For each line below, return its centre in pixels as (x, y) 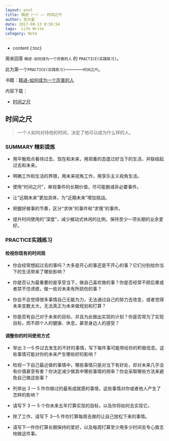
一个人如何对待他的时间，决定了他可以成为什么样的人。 (75, 132)
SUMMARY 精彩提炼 (30, 147)
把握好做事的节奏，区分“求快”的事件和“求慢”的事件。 (68, 208)
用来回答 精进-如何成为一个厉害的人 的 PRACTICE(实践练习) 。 (63, 58)
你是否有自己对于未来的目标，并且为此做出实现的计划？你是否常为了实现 (88, 317)
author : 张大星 (20, 19)
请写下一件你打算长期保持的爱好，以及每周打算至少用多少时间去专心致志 (88, 427)
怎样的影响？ (26, 395)
